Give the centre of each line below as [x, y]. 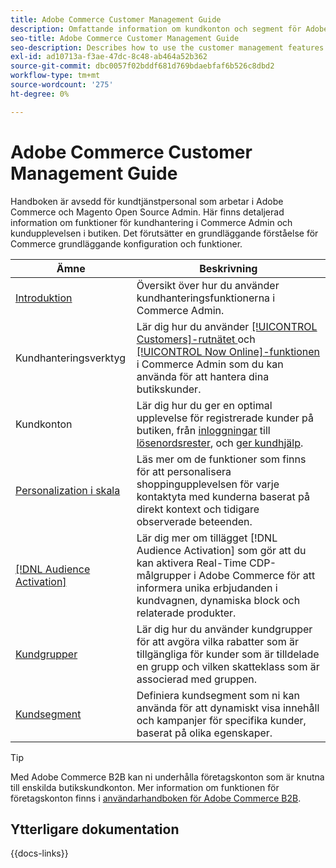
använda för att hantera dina [203, 376]
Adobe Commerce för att [257, 575]
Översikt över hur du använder [208, 285]
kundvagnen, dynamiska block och [218, 600]
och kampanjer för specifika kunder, [221, 720]
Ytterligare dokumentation [95, 829]
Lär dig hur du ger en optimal [204, 405]
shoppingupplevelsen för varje [208, 484]
